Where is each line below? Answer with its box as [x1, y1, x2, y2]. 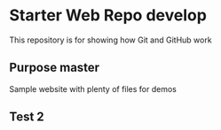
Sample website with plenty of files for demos [9, 83, 178, 94]
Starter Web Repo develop [9, 5, 207, 26]
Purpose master [9, 60, 100, 75]
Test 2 [9, 110, 44, 125]
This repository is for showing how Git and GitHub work [9, 34, 212, 45]
